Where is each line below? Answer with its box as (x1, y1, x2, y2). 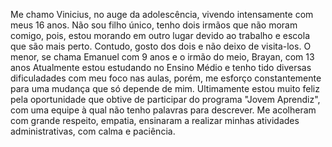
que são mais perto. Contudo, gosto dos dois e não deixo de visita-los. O (10, 40, 312, 52)
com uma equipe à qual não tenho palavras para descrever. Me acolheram (10, 104, 317, 116)
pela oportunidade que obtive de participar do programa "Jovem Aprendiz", (10, 94, 321, 105)
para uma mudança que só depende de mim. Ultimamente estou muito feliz (10, 83, 320, 94)
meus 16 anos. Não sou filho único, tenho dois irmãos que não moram (10, 19, 298, 31)
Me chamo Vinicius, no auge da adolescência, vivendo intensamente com (10, 9, 314, 20)
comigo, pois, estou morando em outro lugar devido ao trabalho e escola (10, 30, 310, 41)
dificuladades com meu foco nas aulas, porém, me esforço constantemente (10, 72, 322, 84)
